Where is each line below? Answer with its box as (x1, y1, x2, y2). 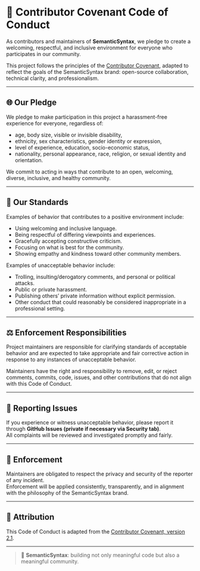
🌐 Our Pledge (6, 98, 57, 108)
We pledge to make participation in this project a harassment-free (6, 113, 168, 120)
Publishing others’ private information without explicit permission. (14, 292, 176, 299)
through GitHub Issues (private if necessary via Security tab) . (6, 426, 161, 433)
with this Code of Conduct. (6, 380, 73, 387)
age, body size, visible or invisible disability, (14, 131, 123, 138)
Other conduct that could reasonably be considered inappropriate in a (14, 298, 186, 306)
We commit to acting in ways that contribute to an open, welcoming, (6, 168, 173, 175)
